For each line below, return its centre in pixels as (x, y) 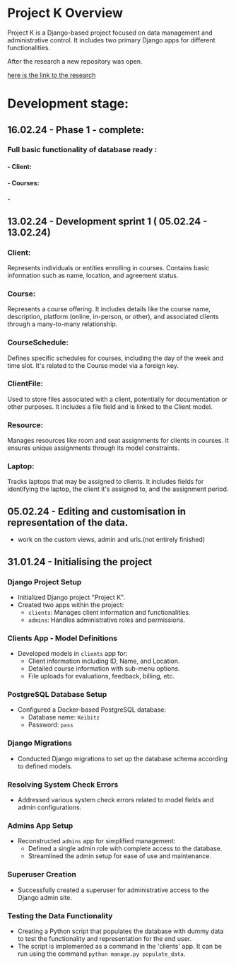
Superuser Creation (42, 874)
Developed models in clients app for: (72, 654)
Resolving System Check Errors (63, 785)
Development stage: (68, 104)
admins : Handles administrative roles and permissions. (107, 620)
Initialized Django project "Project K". (71, 597)
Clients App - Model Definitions (63, 638)
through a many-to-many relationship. (63, 324)
